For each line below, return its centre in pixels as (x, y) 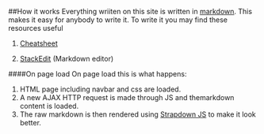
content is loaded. (49, 106)
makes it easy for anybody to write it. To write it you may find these (118, 20)
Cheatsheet (38, 43)
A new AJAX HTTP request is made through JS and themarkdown (127, 97)
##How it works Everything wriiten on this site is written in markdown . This (130, 11)
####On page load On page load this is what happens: (98, 74)
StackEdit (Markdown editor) (67, 59)
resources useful (36, 28)
